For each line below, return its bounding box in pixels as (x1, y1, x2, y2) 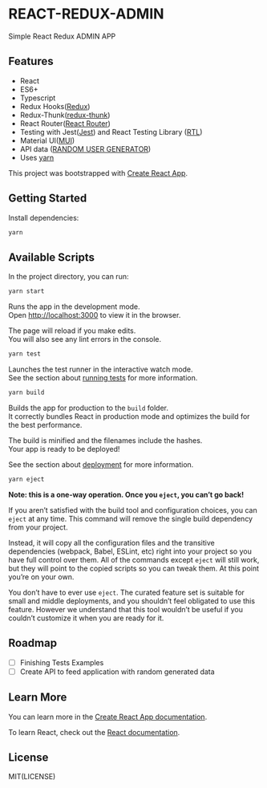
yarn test (8, 350, 42, 358)
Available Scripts (8, 250, 95, 264)
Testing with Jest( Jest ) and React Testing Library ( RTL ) (19, 127, 203, 136)
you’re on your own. (8, 571, 75, 582)
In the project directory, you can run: (8, 272, 129, 282)
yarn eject (8, 475, 45, 483)
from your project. (8, 522, 68, 532)
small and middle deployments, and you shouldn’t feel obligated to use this (8, 595, 255, 606)
